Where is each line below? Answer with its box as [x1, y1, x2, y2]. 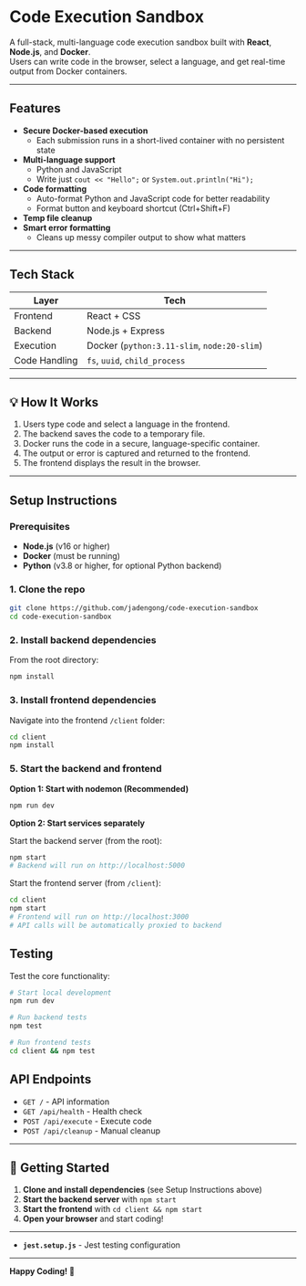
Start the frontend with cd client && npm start [22, 1204, 203, 1215]
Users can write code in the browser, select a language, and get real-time [9, 56, 286, 67]
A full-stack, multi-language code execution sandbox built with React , [9, 37, 271, 47]
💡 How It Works [9, 395, 99, 410]
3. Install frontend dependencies [9, 694, 157, 707]
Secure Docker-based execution [22, 125, 148, 136]
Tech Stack [9, 267, 75, 282]
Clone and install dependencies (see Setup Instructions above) [22, 1185, 262, 1196]
